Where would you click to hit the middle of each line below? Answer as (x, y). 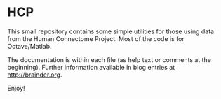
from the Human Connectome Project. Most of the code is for (96, 38)
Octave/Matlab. (29, 46)
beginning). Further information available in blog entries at (91, 67)
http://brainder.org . (35, 75)
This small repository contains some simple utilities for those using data (111, 31)
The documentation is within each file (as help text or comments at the (109, 59)
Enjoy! (16, 88)
